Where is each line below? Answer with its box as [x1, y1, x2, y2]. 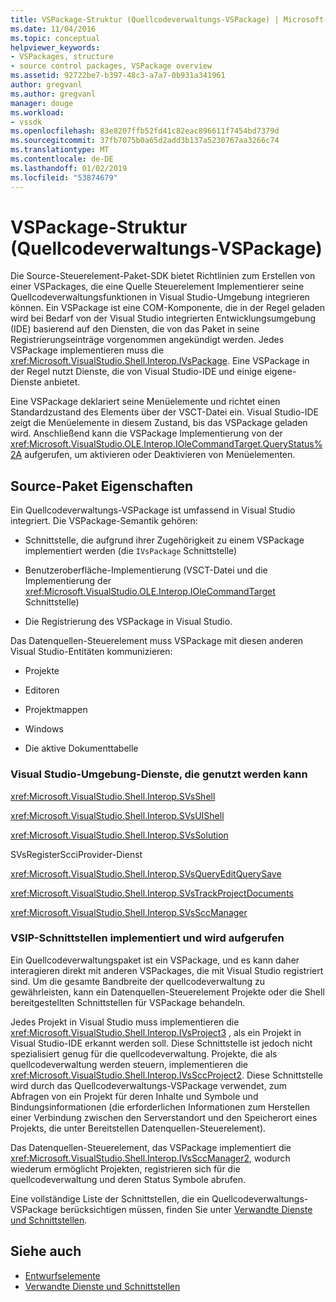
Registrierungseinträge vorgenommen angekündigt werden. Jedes [10, 334, 285, 346]
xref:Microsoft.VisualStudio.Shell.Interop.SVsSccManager [10, 906, 248, 918]
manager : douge [10, 98, 74, 108]
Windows [24, 723, 64, 735]
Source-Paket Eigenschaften [10, 477, 194, 495]
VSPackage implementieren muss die [10, 344, 165, 356]
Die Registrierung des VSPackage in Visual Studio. [24, 616, 233, 628]
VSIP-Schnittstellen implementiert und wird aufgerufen [10, 931, 285, 945]
